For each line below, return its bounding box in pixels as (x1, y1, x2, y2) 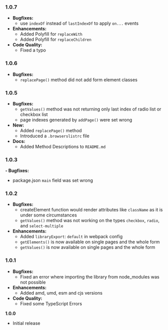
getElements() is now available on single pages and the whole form (20, 239, 160, 245)
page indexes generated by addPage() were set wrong (20, 117, 132, 123)
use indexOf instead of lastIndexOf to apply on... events (20, 20, 139, 26)
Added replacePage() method (20, 127, 82, 133)
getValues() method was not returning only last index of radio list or (20, 106, 161, 112)
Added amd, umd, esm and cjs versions (20, 290, 102, 296)
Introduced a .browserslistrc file (20, 133, 90, 139)
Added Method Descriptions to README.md (20, 143, 106, 149)
